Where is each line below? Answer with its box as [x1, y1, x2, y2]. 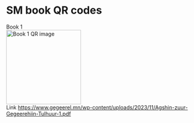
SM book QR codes [6, 4, 103, 17]
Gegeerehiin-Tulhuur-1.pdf [6, 110, 72, 117]
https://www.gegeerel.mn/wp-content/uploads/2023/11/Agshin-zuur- [17, 103, 188, 111]
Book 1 [6, 23, 23, 30]
